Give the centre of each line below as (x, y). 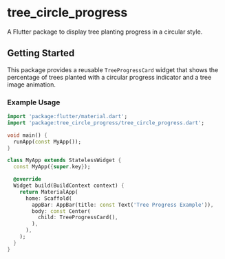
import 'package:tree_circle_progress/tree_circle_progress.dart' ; (106, 123)
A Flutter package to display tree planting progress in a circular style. (105, 32)
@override (27, 179)
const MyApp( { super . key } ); (52, 167)
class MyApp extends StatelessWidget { (64, 160)
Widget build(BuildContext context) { (69, 186)
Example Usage (34, 102)
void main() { (28, 135)
